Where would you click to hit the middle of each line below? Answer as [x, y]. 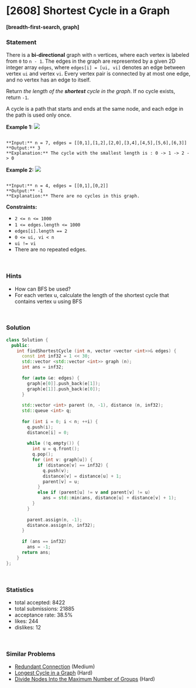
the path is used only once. [39, 115]
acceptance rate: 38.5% [44, 615]
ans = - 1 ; [39, 547]
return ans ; [36, 552]
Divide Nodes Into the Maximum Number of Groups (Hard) [85, 679]
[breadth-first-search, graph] [43, 27]
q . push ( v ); [56, 471]
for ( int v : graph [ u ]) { [62, 460]
